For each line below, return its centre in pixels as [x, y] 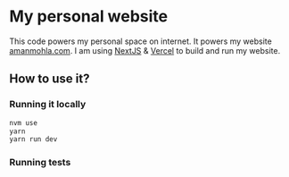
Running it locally [48, 105]
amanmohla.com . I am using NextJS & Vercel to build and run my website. [145, 50]
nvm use [24, 122]
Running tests [40, 163]
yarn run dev [33, 139]
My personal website [89, 17]
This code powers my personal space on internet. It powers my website [140, 41]
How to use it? [50, 79]
